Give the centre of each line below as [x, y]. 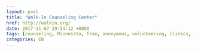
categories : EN [25, 39]
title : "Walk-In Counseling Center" [52, 17]
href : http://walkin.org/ [38, 23]
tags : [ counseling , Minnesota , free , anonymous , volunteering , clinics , [99, 34]
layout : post [22, 12]
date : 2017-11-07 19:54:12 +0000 [48, 28]
